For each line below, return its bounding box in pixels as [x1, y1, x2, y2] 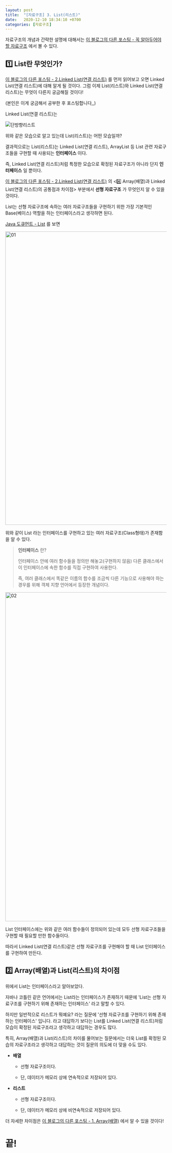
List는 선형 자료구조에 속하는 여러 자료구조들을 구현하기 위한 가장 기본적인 [5, 204, 152, 210]
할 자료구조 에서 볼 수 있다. [5, 43, 59, 49]
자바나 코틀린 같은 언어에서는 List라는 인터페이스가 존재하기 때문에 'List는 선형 [5, 994, 161, 1000]
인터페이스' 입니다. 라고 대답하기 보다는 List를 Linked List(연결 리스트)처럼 [14, 1018, 163, 1024]
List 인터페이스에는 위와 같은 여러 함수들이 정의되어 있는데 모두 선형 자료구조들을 [5, 926, 166, 932]
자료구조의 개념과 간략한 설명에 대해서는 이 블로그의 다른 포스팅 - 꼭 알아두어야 [5, 36, 162, 43]
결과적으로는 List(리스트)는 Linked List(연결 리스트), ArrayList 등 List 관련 [5, 144, 153, 150]
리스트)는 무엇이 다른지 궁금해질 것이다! [5, 89, 83, 95]
